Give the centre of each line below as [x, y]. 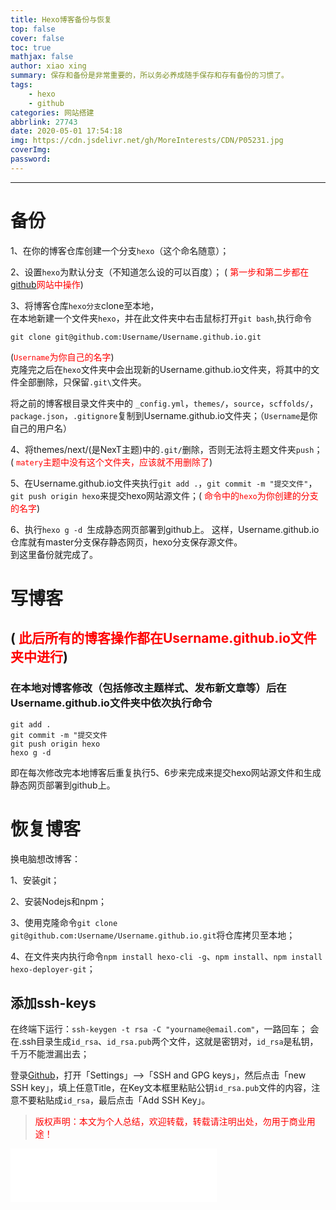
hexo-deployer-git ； [53, 968]
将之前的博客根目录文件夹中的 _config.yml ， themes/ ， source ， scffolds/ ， [164, 403]
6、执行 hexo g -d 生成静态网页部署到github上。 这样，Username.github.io [165, 529]
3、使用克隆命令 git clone [64, 922]
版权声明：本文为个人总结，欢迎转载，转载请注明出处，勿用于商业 [170, 1122]
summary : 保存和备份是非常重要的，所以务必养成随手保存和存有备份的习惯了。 [149, 76]
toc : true [31, 47]
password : [31, 159]
